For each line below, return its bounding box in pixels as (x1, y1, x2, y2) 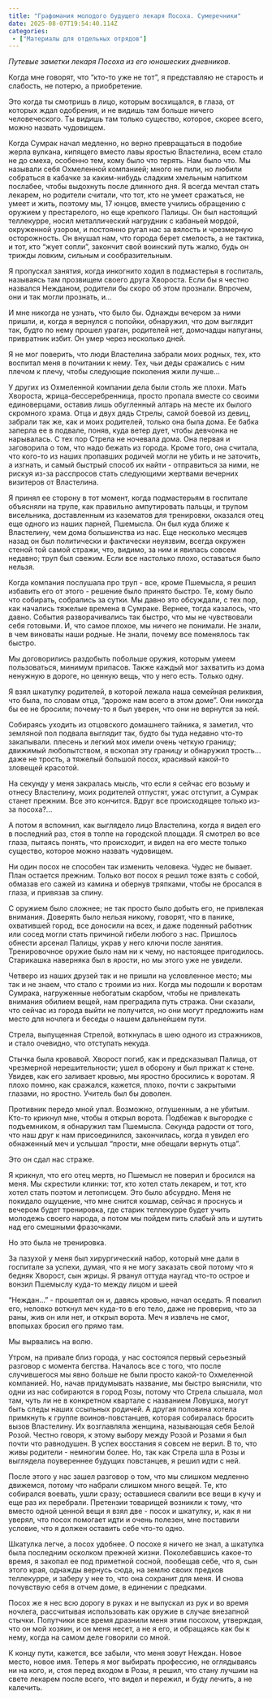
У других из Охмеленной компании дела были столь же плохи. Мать (8, 382, 247, 392)
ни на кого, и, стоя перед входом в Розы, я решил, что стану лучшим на (8, 1666, 258, 1675)
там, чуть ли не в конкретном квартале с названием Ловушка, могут (8, 1395, 249, 1405)
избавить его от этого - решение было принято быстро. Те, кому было (8, 586, 253, 597)
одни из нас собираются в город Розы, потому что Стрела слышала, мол (8, 1387, 263, 1397)
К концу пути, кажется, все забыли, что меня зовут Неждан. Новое (8, 1649, 242, 1658)
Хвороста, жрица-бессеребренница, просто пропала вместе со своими (8, 391, 260, 401)
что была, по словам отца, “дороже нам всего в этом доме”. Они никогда (8, 696, 264, 705)
